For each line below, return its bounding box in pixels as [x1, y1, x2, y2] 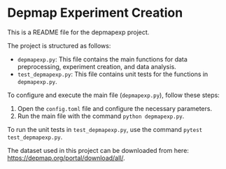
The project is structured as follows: [7, 41, 111, 50]
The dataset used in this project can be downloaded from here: [7, 146, 189, 154]
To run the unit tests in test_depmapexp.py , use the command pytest [7, 125, 203, 133]
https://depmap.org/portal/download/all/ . [7, 154, 126, 162]
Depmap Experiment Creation [7, 5, 183, 21]
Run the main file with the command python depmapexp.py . [17, 112, 185, 120]
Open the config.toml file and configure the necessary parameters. [17, 104, 212, 112]
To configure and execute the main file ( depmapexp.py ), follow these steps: [7, 91, 220, 99]
